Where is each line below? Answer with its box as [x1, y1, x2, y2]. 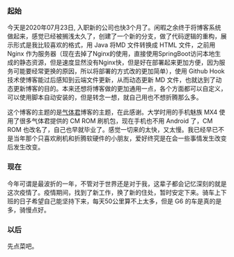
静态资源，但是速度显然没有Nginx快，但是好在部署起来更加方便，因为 [19, 58, 219, 67]
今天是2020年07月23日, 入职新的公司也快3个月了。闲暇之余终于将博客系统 [7, 23, 221, 32]
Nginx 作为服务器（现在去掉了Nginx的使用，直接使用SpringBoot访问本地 [7, 50, 215, 58]
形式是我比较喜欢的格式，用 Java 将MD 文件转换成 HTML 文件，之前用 [13, 41, 216, 50]
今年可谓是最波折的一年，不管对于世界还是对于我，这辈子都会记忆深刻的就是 [7, 179, 227, 188]
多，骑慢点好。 [7, 205, 50, 214]
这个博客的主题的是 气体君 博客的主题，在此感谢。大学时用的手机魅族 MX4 [7, 108, 218, 117]
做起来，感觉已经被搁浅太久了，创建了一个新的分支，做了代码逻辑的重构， [7, 32, 221, 41]
